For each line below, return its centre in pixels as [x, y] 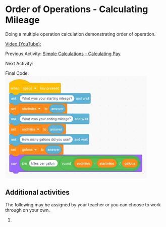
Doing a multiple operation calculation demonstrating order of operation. [80, 34]
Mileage [22, 20]
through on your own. [28, 210]
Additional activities [37, 192]
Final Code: [17, 73]
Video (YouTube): [23, 43]
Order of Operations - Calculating [77, 9]
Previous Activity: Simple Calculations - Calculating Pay [63, 54]
